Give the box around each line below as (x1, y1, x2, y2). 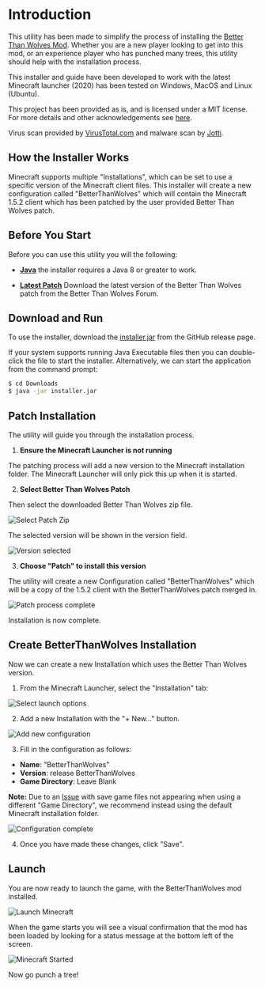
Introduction (8, 6, 92, 24)
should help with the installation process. (8, 57, 142, 66)
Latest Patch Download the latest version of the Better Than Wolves (19, 280, 242, 289)
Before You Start (8, 229, 92, 242)
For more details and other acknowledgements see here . (8, 112, 192, 122)
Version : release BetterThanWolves (19, 768, 136, 777)
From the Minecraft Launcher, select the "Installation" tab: (19, 683, 209, 693)
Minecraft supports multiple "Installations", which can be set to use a (8, 172, 233, 181)
